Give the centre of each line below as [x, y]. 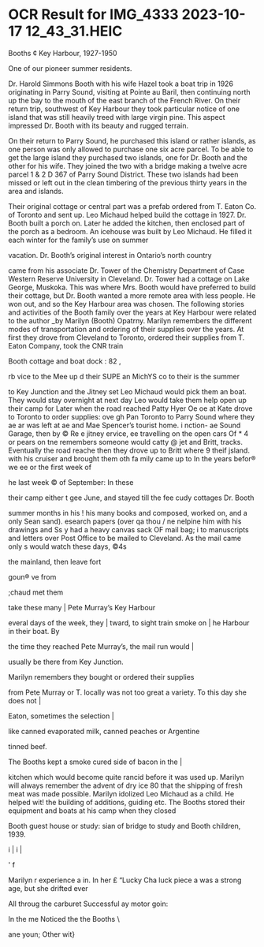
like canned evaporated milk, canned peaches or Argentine [104, 731]
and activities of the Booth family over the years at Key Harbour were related [132, 312]
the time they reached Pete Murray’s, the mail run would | [101, 646]
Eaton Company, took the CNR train [66, 345]
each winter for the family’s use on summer [78, 240]
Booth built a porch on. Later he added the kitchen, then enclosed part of [127, 223]
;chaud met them [36, 592]
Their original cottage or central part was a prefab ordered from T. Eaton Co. [132, 206]
